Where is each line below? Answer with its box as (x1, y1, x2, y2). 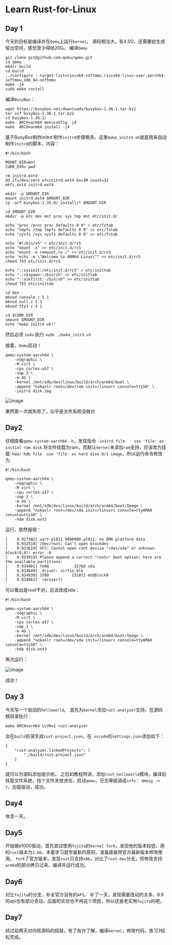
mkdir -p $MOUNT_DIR (5, 191, 50, 196)
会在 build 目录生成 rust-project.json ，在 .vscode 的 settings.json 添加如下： (5, 733, 165, 739)
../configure (5, 73, 33, 78)
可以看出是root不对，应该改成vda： (5, 587, 80, 593)
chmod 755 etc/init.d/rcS (5, 259, 60, 264)
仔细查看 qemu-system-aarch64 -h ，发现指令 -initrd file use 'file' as (5, 438, 164, 444)
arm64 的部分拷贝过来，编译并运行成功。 (5, 862, 89, 868)
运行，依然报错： (5, 526, 41, 533)
